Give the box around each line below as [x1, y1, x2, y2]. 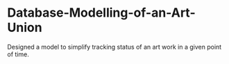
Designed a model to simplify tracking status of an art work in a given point [7, 42, 222, 51]
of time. [7, 50, 29, 58]
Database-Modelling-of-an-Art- [7, 5, 196, 21]
